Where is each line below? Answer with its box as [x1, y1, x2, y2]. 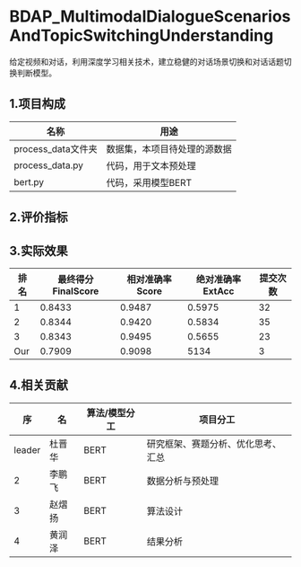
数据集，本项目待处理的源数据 [106, 142, 232, 155]
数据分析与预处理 [146, 474, 219, 487]
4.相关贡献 [9, 377, 69, 393]
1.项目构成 [9, 96, 66, 111]
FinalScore [52, 285, 99, 297]
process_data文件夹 [13, 142, 98, 155]
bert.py [13, 175, 45, 188]
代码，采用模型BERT [106, 176, 193, 189]
